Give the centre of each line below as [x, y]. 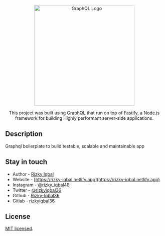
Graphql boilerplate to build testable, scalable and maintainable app [75, 146]
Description [24, 134]
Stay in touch [26, 162]
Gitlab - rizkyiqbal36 [34, 201]
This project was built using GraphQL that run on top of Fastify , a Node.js [84, 113]
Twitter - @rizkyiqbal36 [37, 190]
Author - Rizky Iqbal [33, 174]
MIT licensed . [19, 228]
